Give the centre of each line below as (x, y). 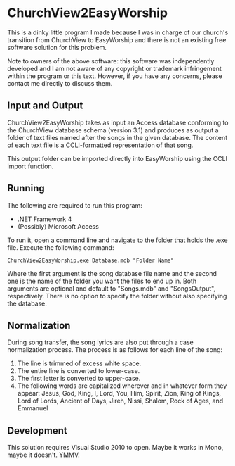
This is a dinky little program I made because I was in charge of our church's (118, 32)
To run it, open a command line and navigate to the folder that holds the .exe (117, 240)
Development (38, 430)
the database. (27, 303)
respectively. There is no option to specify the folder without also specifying (117, 296)
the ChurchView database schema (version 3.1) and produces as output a (113, 130)
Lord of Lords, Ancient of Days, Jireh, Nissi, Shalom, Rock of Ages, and (120, 401)
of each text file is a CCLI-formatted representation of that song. (100, 145)
